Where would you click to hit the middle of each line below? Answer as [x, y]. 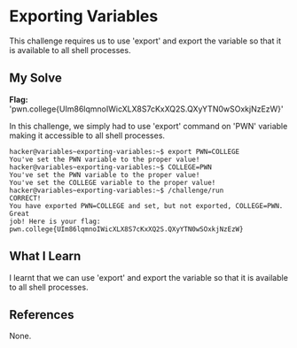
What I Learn [45, 256]
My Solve [35, 78]
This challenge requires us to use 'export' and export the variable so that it [145, 41]
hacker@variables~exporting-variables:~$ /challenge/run [117, 190]
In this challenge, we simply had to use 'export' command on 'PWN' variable [148, 126]
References [42, 315]
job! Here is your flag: [55, 221]
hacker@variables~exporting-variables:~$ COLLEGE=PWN [111, 167]
